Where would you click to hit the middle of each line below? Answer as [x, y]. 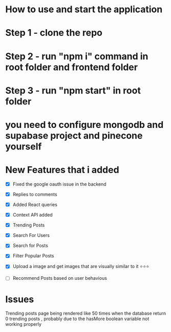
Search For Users [31, 235]
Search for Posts [30, 246]
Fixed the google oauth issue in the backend [59, 184]
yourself [24, 146]
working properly [24, 324]
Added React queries [35, 205]
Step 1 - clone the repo [54, 33]
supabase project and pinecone [74, 135]
